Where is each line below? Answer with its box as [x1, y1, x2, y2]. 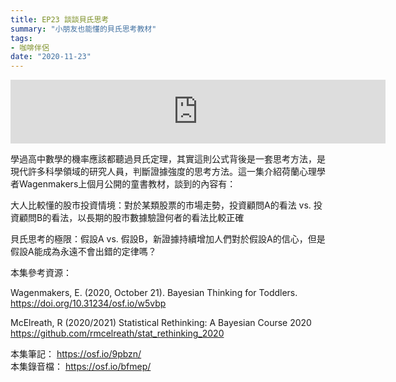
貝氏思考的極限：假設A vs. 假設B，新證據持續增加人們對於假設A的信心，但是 [10, 233, 326, 245]
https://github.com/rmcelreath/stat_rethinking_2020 [10, 327, 225, 340]
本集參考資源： [10, 267, 72, 279]
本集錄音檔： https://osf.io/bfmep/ [10, 361, 152, 373]
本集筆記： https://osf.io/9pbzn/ [10, 348, 142, 360]
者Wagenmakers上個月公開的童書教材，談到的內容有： [10, 178, 237, 190]
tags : [10, 33, 33, 43]
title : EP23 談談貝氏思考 [10, 14, 110, 25]
